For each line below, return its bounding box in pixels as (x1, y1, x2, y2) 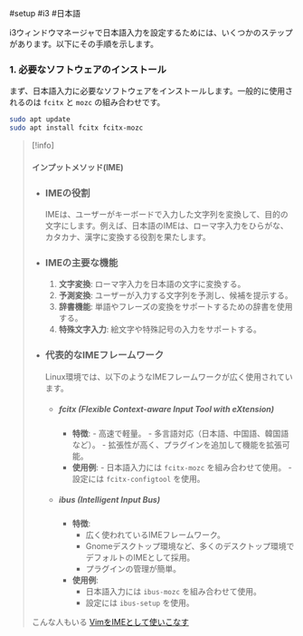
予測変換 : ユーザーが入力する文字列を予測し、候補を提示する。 (58, 290, 294, 301)
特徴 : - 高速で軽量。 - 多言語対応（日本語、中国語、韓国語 (71, 428, 289, 438)
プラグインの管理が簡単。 (85, 564, 181, 574)
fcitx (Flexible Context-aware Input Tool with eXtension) (58, 404, 275, 415)
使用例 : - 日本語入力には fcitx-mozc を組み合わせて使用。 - (71, 461, 292, 473)
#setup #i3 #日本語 (9, 8, 81, 18)
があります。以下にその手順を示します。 (9, 39, 158, 49)
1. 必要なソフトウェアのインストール (9, 63, 167, 75)
